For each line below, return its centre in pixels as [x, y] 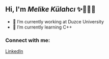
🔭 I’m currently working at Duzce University [58, 21]
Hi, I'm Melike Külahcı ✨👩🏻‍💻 [50, 9]
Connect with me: [28, 40]
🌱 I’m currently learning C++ [42, 27]
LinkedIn [14, 51]
